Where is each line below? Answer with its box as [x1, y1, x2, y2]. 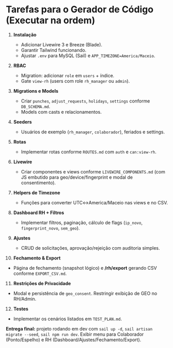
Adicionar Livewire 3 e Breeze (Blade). [21, 41, 102, 47]
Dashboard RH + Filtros [13, 210, 64, 216]
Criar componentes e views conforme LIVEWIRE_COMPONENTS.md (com [21, 168, 165, 175]
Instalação [13, 31, 37, 38]
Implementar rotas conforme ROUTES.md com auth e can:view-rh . [21, 148, 157, 155]
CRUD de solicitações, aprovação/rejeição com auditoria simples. [21, 245, 160, 251]
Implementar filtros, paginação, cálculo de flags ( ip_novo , [21, 219, 143, 225]
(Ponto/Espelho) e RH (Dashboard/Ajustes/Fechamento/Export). [6, 336, 142, 343]
